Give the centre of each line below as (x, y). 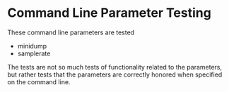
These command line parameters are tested (71, 32)
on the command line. (39, 81)
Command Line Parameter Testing (110, 13)
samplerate (34, 53)
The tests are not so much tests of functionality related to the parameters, (115, 67)
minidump (32, 46)
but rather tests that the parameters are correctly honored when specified (115, 74)
